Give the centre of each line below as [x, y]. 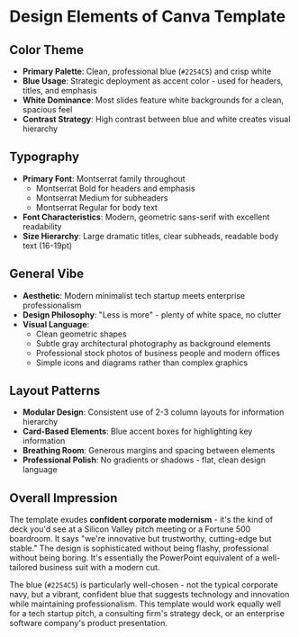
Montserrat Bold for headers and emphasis [115, 188]
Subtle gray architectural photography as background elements [154, 343]
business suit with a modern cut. [100, 568]
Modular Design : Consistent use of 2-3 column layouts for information [153, 412]
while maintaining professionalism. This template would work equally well [145, 604]
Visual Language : [56, 324]
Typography [44, 157]
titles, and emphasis [59, 90]
